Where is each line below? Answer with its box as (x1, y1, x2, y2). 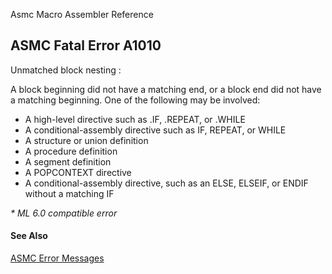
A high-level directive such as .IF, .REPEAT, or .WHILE (24, 113, 246, 125)
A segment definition (24, 155, 112, 168)
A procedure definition (24, 145, 118, 157)
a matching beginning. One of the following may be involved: (10, 94, 261, 106)
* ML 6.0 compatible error (10, 207, 118, 219)
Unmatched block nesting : (10, 64, 122, 76)
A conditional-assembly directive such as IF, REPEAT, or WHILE (24, 124, 287, 136)
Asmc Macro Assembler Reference (10, 9, 154, 20)
